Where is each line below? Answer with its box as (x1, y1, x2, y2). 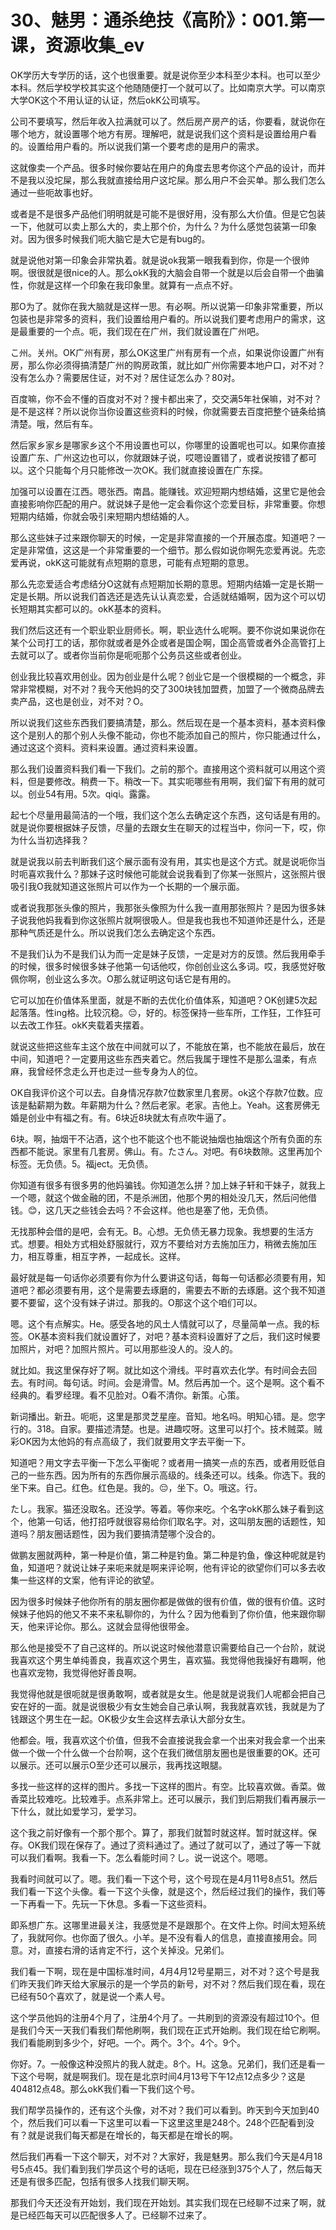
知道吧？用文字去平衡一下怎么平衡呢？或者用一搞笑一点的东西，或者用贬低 (10, 1456, 317, 1468)
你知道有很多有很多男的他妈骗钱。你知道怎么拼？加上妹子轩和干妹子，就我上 (10, 1179, 326, 1191)
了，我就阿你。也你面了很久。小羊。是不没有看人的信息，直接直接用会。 (10, 1931, 308, 1943)
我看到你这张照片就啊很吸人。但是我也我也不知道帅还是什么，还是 (53, 914, 326, 926)
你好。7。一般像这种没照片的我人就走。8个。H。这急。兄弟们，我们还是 (10, 2057, 308, 2070)
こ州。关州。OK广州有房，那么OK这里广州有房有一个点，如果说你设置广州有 (10, 346, 325, 358)
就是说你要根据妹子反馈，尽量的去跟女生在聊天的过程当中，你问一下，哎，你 (10, 821, 326, 833)
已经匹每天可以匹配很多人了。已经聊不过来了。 (18, 2209, 212, 2221)
